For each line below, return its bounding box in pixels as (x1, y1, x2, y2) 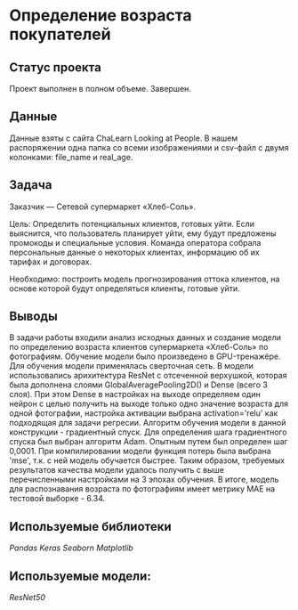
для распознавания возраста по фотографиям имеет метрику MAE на (9, 484, 276, 494)
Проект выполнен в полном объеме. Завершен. (9, 84, 191, 94)
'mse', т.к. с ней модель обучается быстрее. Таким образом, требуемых (9, 455, 286, 466)
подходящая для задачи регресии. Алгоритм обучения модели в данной (9, 418, 286, 428)
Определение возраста (9, 5, 193, 26)
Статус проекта (9, 60, 102, 75)
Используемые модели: (9, 568, 151, 583)
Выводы (9, 309, 58, 324)
